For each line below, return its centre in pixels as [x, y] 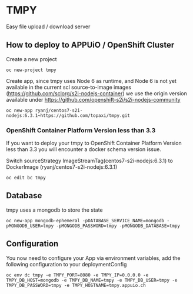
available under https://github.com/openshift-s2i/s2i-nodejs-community [93, 99]
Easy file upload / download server [48, 26]
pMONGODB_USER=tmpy [30, 226]
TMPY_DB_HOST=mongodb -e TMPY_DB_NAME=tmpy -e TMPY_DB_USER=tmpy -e [92, 280]
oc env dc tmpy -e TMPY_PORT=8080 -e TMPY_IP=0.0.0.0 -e [77, 275]
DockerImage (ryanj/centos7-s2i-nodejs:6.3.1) [62, 167]
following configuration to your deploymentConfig [66, 264]
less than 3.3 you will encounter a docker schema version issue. [84, 149]
